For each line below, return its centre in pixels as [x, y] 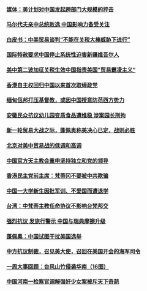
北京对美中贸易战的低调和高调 [44, 145]
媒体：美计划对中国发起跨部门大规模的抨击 [60, 9]
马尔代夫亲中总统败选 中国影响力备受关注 [58, 24]
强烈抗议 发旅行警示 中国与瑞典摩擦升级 [56, 221]
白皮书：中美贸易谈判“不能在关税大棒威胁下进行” [68, 39]
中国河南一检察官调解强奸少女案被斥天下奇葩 [63, 282]
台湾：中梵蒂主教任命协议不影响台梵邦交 [57, 206]
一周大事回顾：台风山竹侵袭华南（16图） [58, 267]
